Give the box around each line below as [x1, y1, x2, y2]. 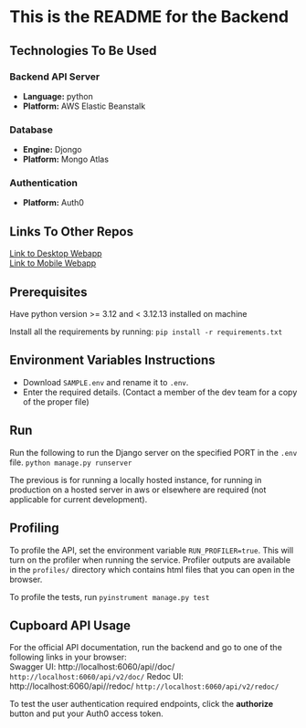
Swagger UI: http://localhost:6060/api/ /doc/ [9, 661, 175, 672]
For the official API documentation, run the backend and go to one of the [9, 642, 283, 653]
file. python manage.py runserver [9, 457, 132, 468]
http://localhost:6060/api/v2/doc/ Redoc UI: [9, 671, 185, 682]
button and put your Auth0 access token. [9, 708, 164, 719]
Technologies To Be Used [9, 43, 157, 58]
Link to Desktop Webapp [9, 248, 102, 259]
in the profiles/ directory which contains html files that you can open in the [9, 564, 295, 575]
